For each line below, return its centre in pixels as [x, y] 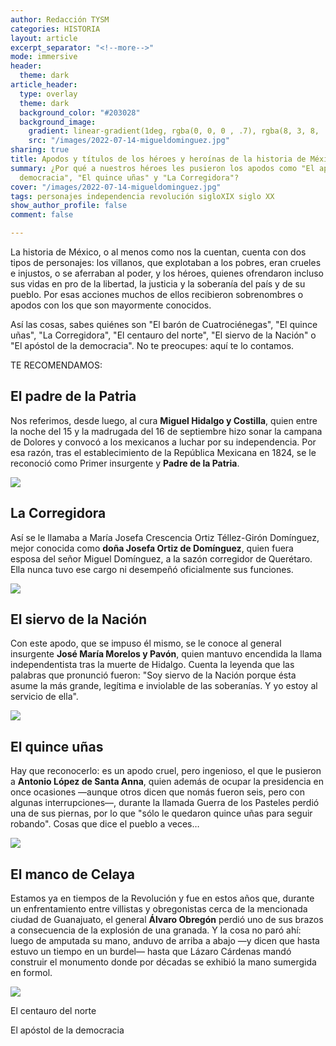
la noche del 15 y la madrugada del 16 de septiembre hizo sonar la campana [166, 431]
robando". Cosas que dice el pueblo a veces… [105, 824]
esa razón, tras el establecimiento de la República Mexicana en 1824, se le [163, 452]
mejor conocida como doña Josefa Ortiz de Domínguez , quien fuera [152, 548]
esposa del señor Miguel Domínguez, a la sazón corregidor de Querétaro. [161, 558]
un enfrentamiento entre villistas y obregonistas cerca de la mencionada [159, 909]
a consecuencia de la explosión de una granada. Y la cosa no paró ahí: [156, 930]
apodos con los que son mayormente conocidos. [111, 305]
